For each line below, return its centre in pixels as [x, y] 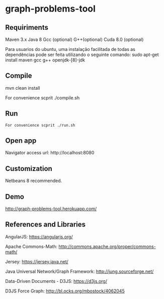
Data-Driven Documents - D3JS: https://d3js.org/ [56, 281]
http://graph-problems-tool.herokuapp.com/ [51, 209]
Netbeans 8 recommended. [34, 181]
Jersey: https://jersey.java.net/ [37, 261]
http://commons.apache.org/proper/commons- [107, 246]
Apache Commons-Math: [31, 246]
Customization [29, 169]
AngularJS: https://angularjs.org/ [39, 236]
